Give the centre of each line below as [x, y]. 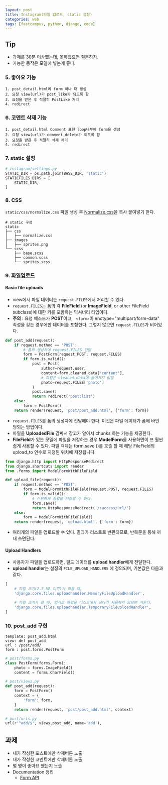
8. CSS [14, 200]
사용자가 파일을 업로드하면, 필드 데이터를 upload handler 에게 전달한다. [82, 562]
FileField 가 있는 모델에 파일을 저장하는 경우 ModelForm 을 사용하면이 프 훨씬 [88, 439]
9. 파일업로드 [20, 275]
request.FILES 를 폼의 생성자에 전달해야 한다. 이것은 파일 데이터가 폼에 [81, 420]
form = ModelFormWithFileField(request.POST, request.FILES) [89, 489]
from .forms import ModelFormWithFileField [51, 471]
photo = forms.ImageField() [43, 668]
